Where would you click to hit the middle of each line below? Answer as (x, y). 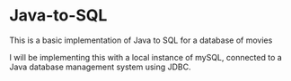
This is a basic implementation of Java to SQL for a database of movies (141, 40)
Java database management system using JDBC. (100, 67)
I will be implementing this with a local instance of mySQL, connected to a (146, 57)
